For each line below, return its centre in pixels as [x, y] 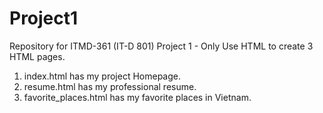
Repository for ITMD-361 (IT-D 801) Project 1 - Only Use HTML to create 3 [161, 46]
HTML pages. [37, 56]
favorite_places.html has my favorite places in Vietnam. [137, 97]
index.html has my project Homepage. [102, 76]
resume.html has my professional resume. [110, 86]
